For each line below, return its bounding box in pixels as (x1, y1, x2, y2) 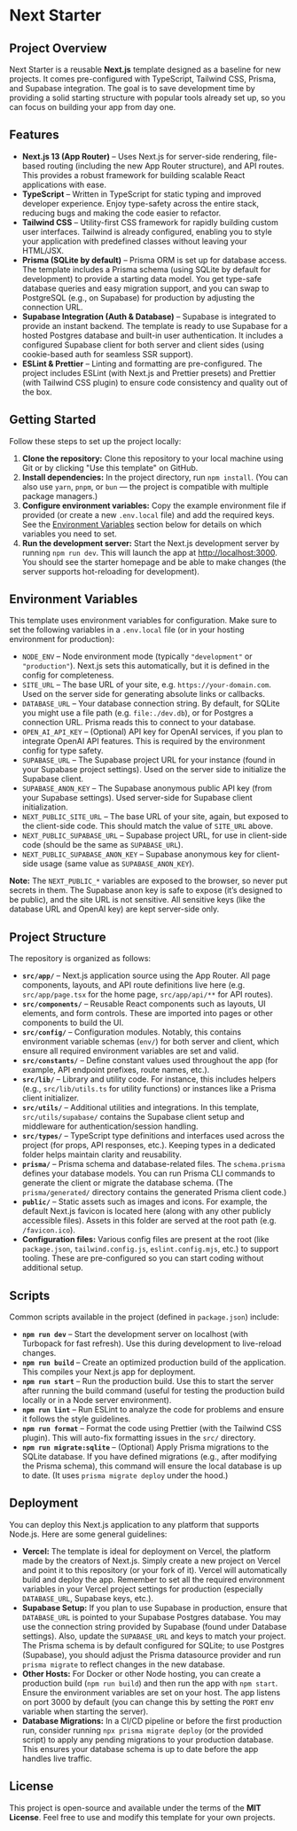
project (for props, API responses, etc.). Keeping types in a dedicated (21, 1140, 277, 1151)
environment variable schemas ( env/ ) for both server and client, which (21, 1037, 279, 1047)
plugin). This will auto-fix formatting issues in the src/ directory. (21, 1433, 256, 1444)
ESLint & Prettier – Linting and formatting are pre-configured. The (21, 358, 263, 369)
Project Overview (9, 41, 107, 56)
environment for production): (9, 634, 115, 645)
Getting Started (9, 412, 97, 427)
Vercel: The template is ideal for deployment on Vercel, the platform (21, 1545, 271, 1556)
